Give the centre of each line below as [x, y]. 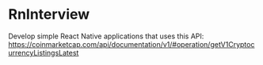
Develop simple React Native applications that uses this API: [106, 36]
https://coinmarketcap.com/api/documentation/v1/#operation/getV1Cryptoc [131, 44]
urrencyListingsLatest [44, 52]
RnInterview [49, 14]
